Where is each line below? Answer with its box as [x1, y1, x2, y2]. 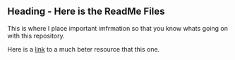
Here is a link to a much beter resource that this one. [7, 45, 160, 53]
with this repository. [7, 31, 65, 40]
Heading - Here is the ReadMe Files [7, 6, 165, 17]
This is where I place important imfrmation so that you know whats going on [7, 24, 228, 32]
